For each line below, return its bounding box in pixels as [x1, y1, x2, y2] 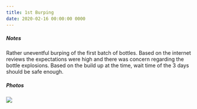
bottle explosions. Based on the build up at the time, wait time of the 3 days [6, 62, 189, 69]
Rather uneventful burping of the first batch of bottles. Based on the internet [6, 49, 192, 57]
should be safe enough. [6, 68, 64, 75]
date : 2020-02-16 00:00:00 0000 [6, 15, 86, 22]
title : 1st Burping [6, 9, 54, 15]
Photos [6, 82, 24, 89]
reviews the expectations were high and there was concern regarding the [6, 56, 184, 63]
